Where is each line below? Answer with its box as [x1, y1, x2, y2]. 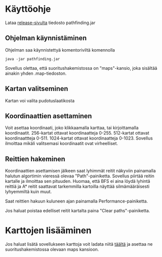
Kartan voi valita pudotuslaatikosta [5, 97, 75, 104]
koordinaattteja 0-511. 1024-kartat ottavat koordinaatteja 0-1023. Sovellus [5, 135, 153, 141]
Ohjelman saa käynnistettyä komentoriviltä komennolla [5, 47, 115, 53]
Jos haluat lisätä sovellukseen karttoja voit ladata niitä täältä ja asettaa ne [5, 241, 153, 247]
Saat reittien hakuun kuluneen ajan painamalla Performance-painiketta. [5, 198, 148, 204]
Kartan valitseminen [5, 85, 69, 93]
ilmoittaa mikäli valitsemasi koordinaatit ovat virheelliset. [5, 141, 118, 146]
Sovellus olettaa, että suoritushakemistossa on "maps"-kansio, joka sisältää [5, 65, 158, 71]
